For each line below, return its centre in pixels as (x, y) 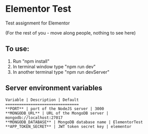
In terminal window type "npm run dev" (54, 66)
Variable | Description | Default (42, 100)
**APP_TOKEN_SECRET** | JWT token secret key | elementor (68, 126)
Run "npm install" (31, 61)
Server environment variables (54, 88)
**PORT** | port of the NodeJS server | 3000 (55, 109)
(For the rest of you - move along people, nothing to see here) (71, 33)
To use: (17, 49)
